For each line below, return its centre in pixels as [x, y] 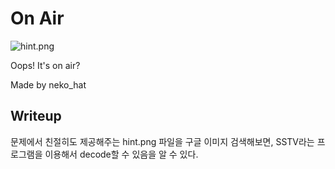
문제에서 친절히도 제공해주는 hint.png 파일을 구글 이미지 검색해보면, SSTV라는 [162, 141]
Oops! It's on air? [45, 65]
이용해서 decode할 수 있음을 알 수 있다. [121, 154]
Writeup [36, 116]
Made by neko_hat [48, 84]
